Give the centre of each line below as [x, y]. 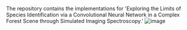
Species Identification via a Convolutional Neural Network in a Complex [93, 15]
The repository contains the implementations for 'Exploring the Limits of [94, 9]
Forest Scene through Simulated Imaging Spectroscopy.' [75, 21]
